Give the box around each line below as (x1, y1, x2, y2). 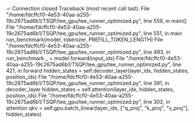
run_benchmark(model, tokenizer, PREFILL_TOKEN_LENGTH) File (6, 36, 163, 43)
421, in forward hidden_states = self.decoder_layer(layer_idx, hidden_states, (6, 67, 189, 74)
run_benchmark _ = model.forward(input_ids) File (6, 55, 125, 61)
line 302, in (143, 98, 171, 105)
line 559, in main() (143, 18, 187, 24)
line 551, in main (143, 30, 183, 37)
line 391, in (143, 80, 170, 87)
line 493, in (143, 49, 171, 55)
